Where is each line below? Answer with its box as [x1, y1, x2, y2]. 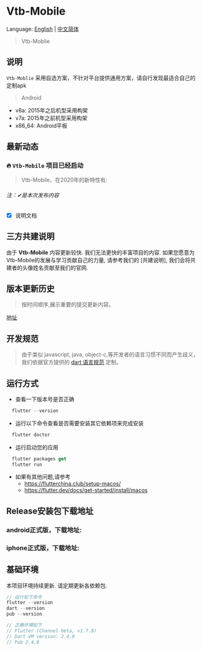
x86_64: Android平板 [15, 122, 68, 129]
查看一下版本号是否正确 [15, 395, 74, 403]
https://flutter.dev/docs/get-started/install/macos [24, 487, 148, 494]
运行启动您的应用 [15, 443, 59, 451]
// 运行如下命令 [6, 594, 42, 600]
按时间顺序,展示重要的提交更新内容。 [21, 301, 114, 308]
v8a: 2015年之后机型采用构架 [15, 106, 88, 114]
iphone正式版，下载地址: [6, 543, 80, 552]
